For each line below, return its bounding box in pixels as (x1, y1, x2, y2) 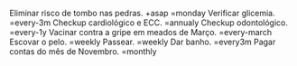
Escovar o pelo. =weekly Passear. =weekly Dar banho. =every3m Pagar (9, 36, 276, 47)
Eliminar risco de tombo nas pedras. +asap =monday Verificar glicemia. (9, 8, 275, 18)
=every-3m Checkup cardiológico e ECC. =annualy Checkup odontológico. (9, 17, 289, 28)
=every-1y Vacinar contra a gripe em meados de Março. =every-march (9, 27, 273, 37)
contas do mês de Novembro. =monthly (9, 46, 157, 57)
